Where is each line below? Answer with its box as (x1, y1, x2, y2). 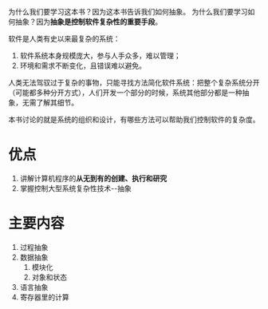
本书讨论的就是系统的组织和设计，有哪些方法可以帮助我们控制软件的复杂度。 (8, 115, 260, 124)
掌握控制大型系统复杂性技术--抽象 (19, 183, 132, 193)
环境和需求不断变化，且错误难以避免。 (19, 61, 146, 70)
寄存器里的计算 (19, 292, 69, 302)
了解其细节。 (35, 98, 78, 107)
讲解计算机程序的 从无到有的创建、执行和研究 (19, 173, 167, 183)
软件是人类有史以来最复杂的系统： (8, 34, 120, 43)
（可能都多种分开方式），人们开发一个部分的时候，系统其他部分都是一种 (8, 88, 242, 97)
